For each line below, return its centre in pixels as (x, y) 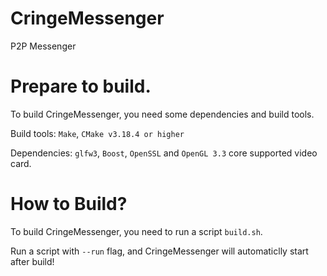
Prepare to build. (81, 86)
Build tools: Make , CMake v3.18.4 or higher (97, 133)
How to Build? (69, 204)
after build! (32, 261)
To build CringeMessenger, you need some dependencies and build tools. (162, 114)
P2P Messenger (43, 46)
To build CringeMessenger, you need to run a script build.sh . (136, 231)
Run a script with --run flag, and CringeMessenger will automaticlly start (159, 251)
